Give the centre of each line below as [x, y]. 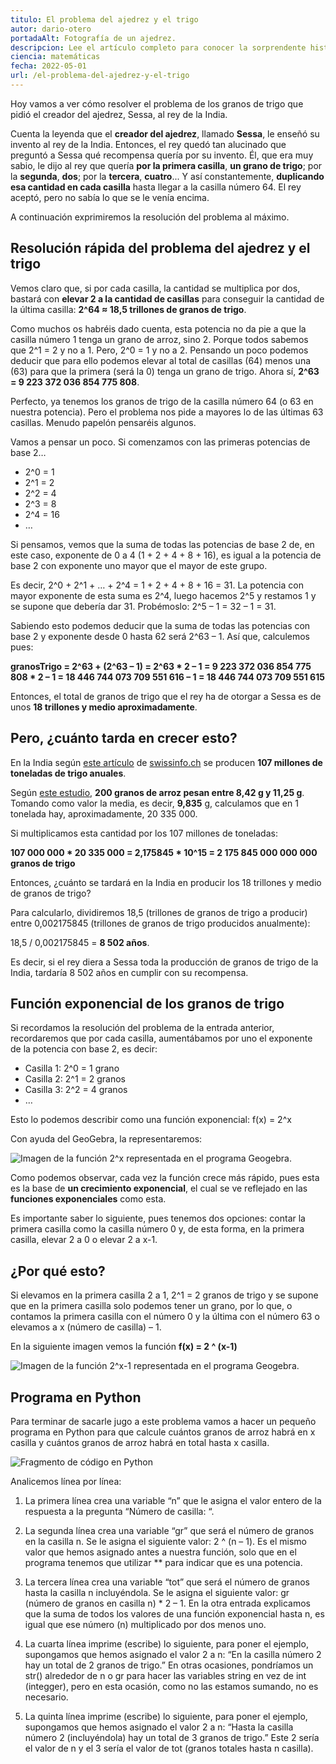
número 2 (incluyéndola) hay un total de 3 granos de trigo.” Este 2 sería [172, 1737]
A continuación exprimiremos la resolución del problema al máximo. [150, 217]
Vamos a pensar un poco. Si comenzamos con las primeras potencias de [160, 442]
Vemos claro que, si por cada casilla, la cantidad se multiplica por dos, [155, 288]
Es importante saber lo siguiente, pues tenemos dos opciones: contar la [158, 1218]
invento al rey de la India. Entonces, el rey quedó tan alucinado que [148, 144]
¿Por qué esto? [58, 1271]
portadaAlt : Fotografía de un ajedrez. [93, 38]
